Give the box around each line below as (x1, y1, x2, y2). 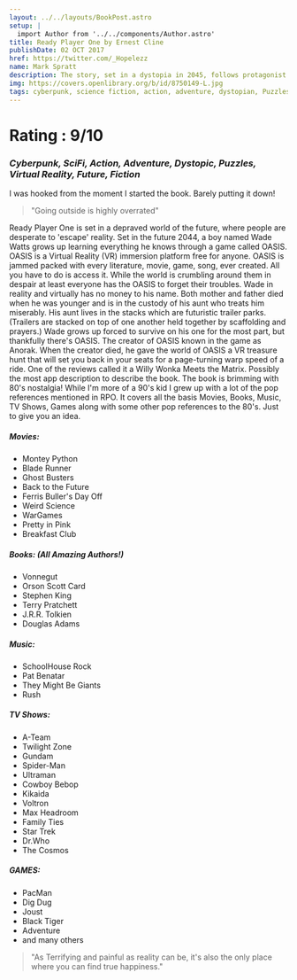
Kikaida (21, 788, 50, 798)
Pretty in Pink (21, 519, 72, 530)
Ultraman (21, 769, 56, 780)
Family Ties (21, 816, 65, 827)
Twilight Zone (21, 741, 72, 751)
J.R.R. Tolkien (21, 609, 72, 619)
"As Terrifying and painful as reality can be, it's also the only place (30, 952, 272, 962)
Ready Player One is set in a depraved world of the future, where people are (9, 222, 286, 233)
